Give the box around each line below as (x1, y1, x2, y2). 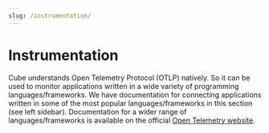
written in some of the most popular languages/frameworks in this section (8, 98, 253, 108)
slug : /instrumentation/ (8, 11, 92, 20)
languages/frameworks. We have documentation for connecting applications (8, 90, 262, 99)
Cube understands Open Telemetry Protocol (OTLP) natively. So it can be (8, 73, 251, 83)
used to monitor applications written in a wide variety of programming (8, 81, 239, 91)
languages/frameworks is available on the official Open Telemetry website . (8, 115, 255, 125)
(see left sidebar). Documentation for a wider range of (8, 107, 187, 116)
